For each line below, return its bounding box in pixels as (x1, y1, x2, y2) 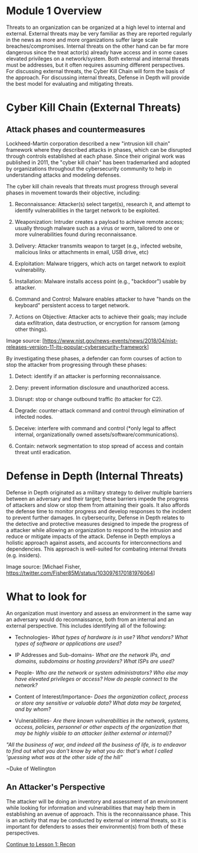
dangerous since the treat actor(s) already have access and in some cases (6, 48, 188, 56)
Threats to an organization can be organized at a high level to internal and (6, 24, 186, 31)
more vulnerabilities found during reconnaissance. (14, 230, 138, 237)
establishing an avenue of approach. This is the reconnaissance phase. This (6, 810, 191, 818)
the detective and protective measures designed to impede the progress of (6, 520, 189, 527)
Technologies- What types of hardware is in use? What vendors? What (14, 633, 188, 640)
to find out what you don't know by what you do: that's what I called (6, 747, 173, 754)
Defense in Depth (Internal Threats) (6, 470, 184, 483)
